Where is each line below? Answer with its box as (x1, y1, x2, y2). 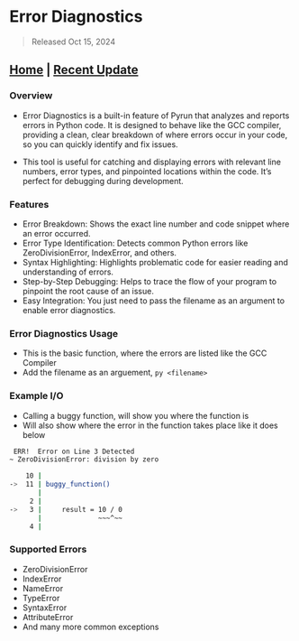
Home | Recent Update (9, 62, 139, 78)
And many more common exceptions (22, 621, 159, 632)
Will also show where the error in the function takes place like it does (22, 420, 278, 431)
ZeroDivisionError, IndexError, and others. (22, 246, 177, 258)
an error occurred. (22, 228, 92, 238)
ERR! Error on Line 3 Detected (13, 447, 135, 456)
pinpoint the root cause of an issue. (22, 285, 155, 296)
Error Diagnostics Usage (9, 327, 119, 339)
